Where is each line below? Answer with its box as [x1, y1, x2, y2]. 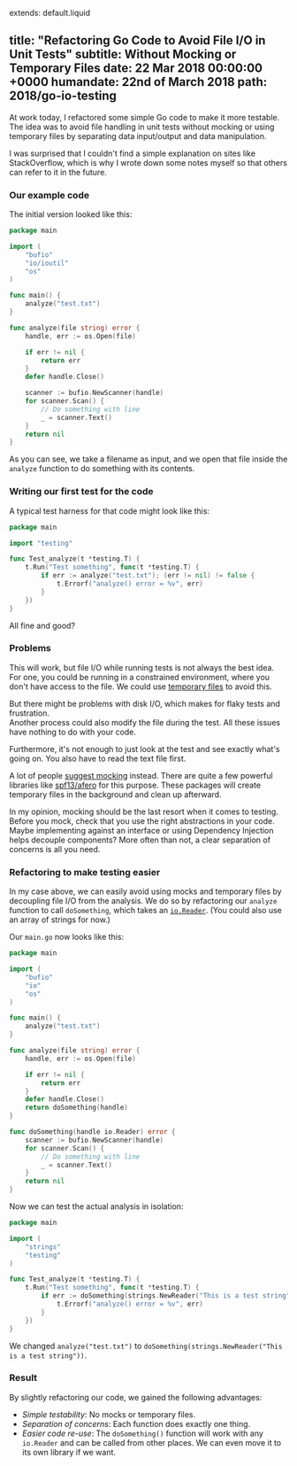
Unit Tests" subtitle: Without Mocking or [9, 47, 237, 62]
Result [9, 1372, 38, 1385]
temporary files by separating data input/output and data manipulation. [9, 130, 267, 141]
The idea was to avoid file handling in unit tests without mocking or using [9, 121, 275, 132]
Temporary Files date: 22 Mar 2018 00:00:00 [9, 61, 263, 76]
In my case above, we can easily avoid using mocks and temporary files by [9, 886, 282, 897]
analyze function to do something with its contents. [9, 463, 195, 474]
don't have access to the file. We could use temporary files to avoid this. [9, 681, 272, 692]
